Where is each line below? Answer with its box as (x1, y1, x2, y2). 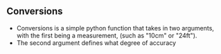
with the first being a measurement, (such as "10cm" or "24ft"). (16, 31, 197, 39)
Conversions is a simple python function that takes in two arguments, (16, 24, 214, 32)
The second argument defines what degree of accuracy (16, 38, 177, 47)
